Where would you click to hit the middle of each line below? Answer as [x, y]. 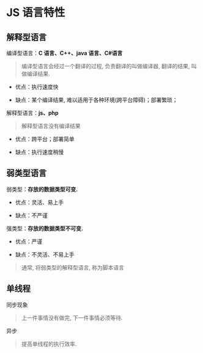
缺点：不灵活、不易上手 [45, 254]
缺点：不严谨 [31, 215]
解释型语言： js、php [33, 113]
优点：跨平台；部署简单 [45, 139]
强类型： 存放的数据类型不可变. [45, 228]
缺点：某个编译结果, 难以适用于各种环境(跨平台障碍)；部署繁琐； [96, 100]
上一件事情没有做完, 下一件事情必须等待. [72, 317]
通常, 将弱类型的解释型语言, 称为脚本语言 [72, 267]
